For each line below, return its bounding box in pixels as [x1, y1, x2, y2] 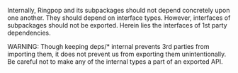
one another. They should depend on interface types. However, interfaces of [7, 13, 231, 22]
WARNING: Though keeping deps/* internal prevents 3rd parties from [7, 43, 210, 50]
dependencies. [7, 28, 51, 37]
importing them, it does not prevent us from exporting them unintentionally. [7, 50, 227, 58]
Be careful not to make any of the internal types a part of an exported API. [7, 57, 223, 66]
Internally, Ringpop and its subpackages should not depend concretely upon [7, 6, 230, 14]
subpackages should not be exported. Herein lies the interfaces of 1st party [7, 21, 228, 29]
